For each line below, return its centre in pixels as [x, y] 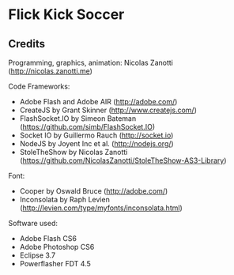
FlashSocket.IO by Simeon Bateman [78, 119]
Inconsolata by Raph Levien [65, 200]
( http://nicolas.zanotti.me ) [51, 71]
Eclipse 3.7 [38, 255]
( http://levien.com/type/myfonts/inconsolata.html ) [101, 208]
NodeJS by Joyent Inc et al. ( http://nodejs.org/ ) [96, 143]
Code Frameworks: [39, 86]
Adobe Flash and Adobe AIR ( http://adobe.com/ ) [98, 102]
